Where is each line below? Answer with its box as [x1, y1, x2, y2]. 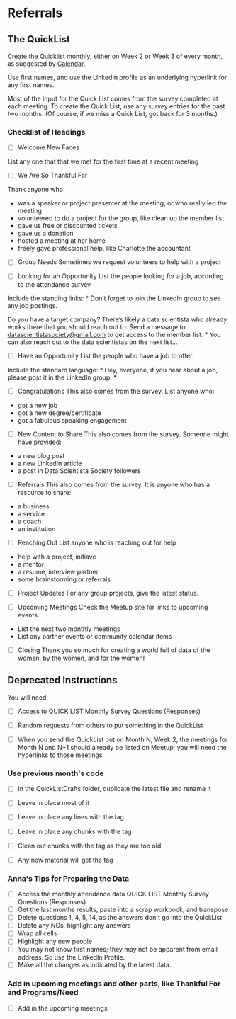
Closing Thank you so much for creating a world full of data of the [17, 646, 210, 654]
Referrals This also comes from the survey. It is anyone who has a [17, 480, 210, 489]
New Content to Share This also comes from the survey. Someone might [17, 430, 229, 438]
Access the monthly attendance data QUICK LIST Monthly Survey [17, 890, 209, 899]
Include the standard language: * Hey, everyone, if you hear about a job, [7, 365, 218, 374]
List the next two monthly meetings [17, 625, 120, 633]
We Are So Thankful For [17, 171, 88, 180]
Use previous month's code [7, 768, 104, 778]
